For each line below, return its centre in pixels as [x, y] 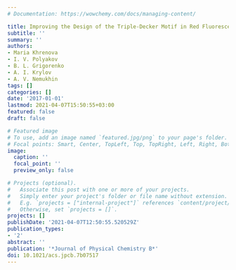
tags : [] [20, 85]
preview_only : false [44, 171]
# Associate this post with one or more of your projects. [99, 190]
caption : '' [31, 157]
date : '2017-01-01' [36, 99]
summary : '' [25, 39]
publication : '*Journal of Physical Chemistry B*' [83, 248]
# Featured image [33, 131]
